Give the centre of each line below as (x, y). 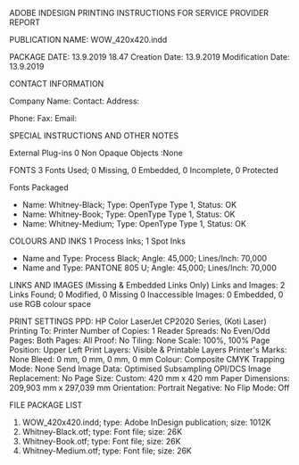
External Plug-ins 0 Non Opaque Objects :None (96, 153)
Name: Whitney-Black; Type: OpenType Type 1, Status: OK (129, 205)
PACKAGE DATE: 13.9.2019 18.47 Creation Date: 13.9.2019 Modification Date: (149, 57)
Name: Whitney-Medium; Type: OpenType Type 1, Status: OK (134, 224)
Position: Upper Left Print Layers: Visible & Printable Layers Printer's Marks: (148, 350)
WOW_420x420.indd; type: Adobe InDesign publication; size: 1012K (147, 422)
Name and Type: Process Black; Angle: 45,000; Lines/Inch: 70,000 (145, 258)
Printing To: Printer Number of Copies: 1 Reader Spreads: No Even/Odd (140, 331)
